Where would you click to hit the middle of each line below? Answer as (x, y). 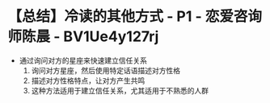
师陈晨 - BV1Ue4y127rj (83, 37)
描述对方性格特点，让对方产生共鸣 (88, 80)
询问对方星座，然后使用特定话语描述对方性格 (106, 70)
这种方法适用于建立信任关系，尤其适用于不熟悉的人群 (120, 90)
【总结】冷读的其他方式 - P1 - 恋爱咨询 (135, 16)
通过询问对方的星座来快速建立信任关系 (83, 60)
